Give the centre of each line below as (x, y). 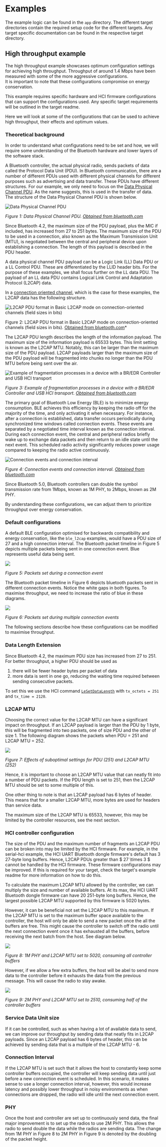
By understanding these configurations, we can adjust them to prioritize (78, 504)
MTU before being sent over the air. (42, 363)
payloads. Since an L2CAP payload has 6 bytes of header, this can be (76, 1039)
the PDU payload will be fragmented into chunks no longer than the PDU (79, 358)
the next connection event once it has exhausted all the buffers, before (77, 931)
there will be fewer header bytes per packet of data (65, 671)
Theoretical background (35, 134)
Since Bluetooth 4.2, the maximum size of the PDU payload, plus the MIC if (82, 226)
